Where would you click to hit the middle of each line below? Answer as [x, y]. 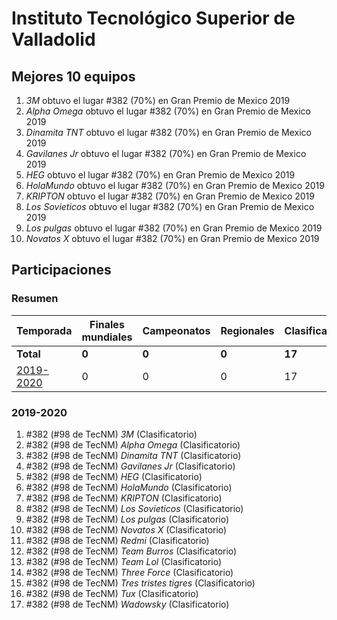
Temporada [44, 330]
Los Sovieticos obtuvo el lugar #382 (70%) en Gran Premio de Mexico [170, 206]
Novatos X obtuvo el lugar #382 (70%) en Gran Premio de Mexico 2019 [172, 238]
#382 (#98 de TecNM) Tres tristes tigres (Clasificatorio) [140, 583]
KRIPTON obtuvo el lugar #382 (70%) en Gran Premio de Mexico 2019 [170, 196]
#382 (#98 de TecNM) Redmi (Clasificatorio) [117, 540]
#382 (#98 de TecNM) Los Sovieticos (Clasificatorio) [134, 508]
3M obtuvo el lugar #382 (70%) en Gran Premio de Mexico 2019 [158, 100]
